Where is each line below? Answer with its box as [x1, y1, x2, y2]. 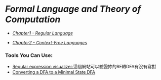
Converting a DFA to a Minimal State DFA [12, 69, 95, 75]
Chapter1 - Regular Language [12, 30, 73, 36]
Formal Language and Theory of [5, 3, 141, 15]
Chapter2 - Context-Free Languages [12, 39, 87, 45]
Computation [5, 14, 61, 25]
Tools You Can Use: [5, 52, 53, 58]
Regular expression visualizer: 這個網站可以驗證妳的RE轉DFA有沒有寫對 [12, 64, 157, 70]
